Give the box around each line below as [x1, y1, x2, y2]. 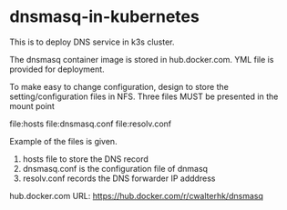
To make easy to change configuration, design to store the [9, 81, 230, 92]
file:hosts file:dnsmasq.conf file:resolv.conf [9, 118, 172, 129]
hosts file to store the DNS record [22, 153, 149, 165]
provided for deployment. [9, 64, 105, 75]
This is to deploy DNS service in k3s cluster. [9, 36, 175, 47]
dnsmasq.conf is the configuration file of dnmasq [22, 163, 208, 174]
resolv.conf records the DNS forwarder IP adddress [22, 173, 216, 184]
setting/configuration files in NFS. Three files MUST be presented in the [9, 91, 279, 102]
